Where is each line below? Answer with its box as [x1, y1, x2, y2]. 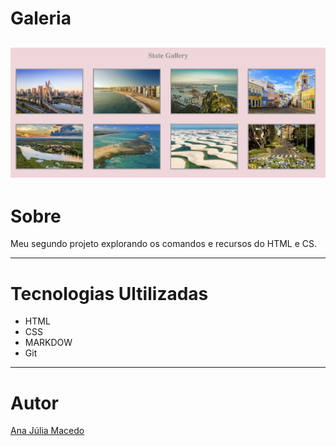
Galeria [10, 7, 72, 30]
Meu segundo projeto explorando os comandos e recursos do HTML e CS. [10, 238, 318, 250]
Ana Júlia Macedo [10, 425, 85, 437]
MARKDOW [24, 337, 73, 349]
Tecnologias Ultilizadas [10, 282, 209, 305]
